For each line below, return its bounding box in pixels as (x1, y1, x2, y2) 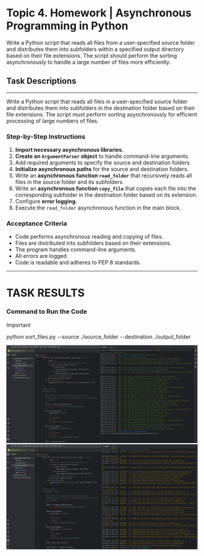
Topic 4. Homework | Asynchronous (6, 6, 192, 20)
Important (6, 321, 31, 328)
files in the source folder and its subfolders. (15, 178, 124, 186)
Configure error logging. (15, 198, 78, 205)
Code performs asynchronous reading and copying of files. (15, 233, 164, 240)
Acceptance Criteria (6, 219, 67, 228)
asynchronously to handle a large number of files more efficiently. (6, 58, 171, 66)
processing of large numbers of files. (6, 117, 99, 124)
